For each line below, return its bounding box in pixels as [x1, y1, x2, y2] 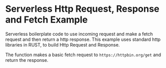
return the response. [5, 57, 49, 63]
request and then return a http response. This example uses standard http [5, 36, 161, 42]
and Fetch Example [5, 14, 88, 26]
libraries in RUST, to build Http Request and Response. [5, 41, 120, 48]
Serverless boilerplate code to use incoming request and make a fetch [5, 31, 153, 37]
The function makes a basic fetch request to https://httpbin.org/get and [5, 52, 161, 58]
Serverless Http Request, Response [5, 3, 160, 15]
